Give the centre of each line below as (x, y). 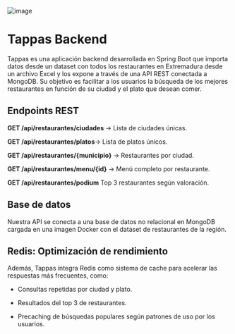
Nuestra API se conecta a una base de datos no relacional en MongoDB (111, 221)
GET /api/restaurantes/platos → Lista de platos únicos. (88, 142)
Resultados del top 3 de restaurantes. (72, 303)
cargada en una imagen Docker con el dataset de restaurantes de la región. (117, 229)
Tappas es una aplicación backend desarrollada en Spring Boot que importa (117, 58)
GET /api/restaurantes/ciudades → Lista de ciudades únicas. (97, 128)
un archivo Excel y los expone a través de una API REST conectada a (107, 73)
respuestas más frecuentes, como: (58, 276)
